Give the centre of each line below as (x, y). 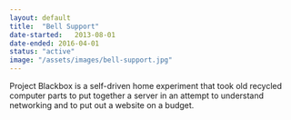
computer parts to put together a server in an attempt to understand (137, 95)
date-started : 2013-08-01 (63, 35)
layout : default (40, 18)
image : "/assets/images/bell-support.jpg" (91, 60)
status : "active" (42, 52)
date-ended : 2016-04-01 (55, 43)
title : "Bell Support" (55, 26)
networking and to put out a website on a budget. (102, 105)
